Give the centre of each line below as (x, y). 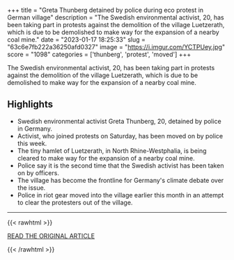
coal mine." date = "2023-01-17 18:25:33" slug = (77, 40)
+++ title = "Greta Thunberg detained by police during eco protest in (106, 10)
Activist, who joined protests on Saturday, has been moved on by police (120, 136)
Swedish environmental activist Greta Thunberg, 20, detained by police (119, 121)
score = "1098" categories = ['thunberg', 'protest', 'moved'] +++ (99, 54)
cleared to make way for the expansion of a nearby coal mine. (106, 158)
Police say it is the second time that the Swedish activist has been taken (120, 165)
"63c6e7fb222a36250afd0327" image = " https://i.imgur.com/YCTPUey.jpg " (116, 47)
